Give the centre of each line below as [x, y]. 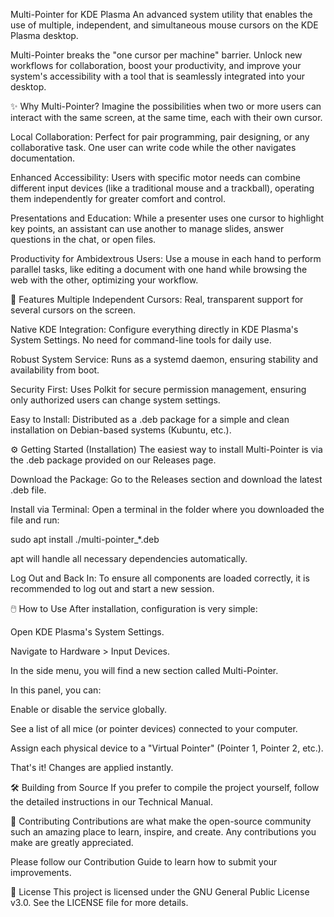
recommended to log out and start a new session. [112, 588]
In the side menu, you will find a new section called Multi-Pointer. [144, 670]
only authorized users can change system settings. [115, 400]
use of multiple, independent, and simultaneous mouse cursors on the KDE [164, 25]
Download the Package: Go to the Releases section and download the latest [166, 479]
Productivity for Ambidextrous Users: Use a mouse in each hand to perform [166, 258]
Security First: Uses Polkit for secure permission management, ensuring [158, 389]
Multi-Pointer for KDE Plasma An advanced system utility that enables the [161, 14]
